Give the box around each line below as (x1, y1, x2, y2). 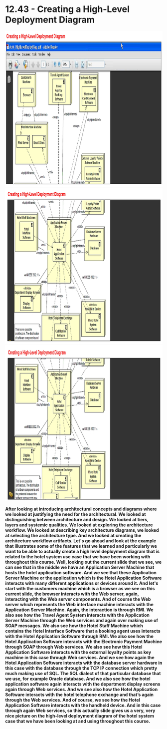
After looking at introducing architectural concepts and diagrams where (5, 506, 157, 512)
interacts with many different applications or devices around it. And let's (5, 580, 159, 586)
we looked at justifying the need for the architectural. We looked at (5, 511, 146, 517)
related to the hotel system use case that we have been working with (5, 553, 151, 560)
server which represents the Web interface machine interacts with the (5, 601, 154, 607)
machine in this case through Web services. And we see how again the (5, 654, 155, 660)
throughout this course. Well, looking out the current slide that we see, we (5, 559, 162, 565)
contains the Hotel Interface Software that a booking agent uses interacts (5, 628, 161, 634)
